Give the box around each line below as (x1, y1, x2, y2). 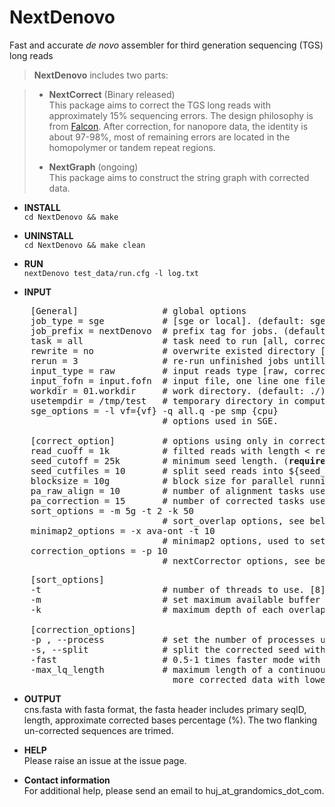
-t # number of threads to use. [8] (30, 584, 326, 595)
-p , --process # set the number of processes (30, 634, 316, 645)
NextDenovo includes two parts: (33, 69, 169, 81)
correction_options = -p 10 (30, 545, 168, 556)
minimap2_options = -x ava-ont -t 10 (30, 525, 216, 536)
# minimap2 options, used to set (162, 535, 326, 546)
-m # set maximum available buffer (30, 594, 321, 605)
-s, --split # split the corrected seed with (30, 644, 326, 655)
